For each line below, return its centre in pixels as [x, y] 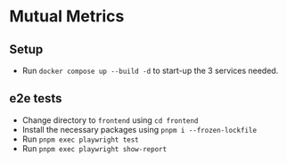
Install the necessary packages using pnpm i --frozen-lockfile [139, 129]
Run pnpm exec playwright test [81, 139]
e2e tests [36, 98]
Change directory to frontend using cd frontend [110, 120]
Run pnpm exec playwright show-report [94, 148]
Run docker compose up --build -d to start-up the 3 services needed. [150, 70]
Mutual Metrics [67, 16]
